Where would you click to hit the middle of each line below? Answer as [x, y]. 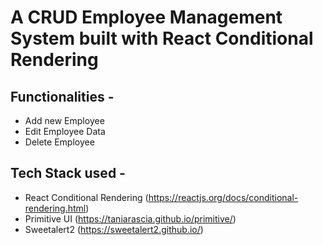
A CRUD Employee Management [146, 17]
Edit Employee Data [65, 131]
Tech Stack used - [68, 173]
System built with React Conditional [162, 38]
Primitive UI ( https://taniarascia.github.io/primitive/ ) [130, 218]
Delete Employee [59, 142]
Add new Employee [64, 120]
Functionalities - [62, 96]
